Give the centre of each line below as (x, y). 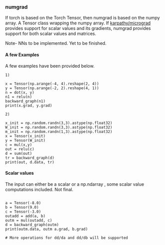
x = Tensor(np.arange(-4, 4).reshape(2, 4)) (52, 84)
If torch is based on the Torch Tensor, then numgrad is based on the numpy (83, 18)
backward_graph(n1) (25, 101)
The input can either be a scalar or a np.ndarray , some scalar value (75, 184)
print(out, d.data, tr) (30, 162)
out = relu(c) (20, 149)
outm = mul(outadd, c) (29, 220)
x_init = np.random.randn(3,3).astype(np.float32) (59, 123)
